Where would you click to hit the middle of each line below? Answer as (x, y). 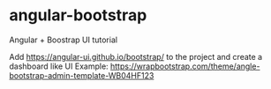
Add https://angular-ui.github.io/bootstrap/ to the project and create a (136, 56)
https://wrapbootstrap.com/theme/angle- (185, 66)
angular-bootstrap (78, 15)
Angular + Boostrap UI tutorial (63, 40)
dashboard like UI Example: (59, 66)
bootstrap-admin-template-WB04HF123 (82, 75)
